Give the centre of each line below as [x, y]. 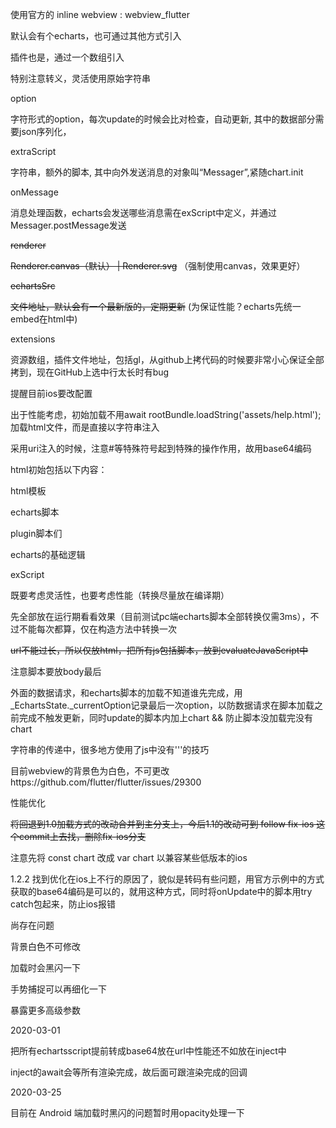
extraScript [33, 151]
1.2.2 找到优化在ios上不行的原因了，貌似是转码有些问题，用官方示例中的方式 [167, 879]
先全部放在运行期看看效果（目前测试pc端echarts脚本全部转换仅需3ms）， [160, 616]
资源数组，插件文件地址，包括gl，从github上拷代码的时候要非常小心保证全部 [167, 359]
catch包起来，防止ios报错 [63, 904]
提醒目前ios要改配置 [51, 393]
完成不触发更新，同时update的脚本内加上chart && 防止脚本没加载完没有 [166, 717]
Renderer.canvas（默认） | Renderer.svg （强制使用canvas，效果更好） [158, 266]
